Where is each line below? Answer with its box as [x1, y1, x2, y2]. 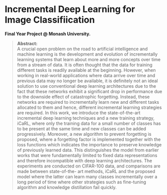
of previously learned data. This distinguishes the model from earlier [17, 147, 159, 153]
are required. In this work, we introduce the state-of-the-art [17, 109, 141, 116]
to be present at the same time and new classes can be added [17, 125, 146, 131]
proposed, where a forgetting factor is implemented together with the [17, 136, 161, 142]
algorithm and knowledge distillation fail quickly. [17, 184, 117, 190]
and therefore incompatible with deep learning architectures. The [17, 157, 152, 163]
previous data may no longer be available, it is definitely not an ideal [17, 78, 158, 84]
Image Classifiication [5, 14, 95, 26]
